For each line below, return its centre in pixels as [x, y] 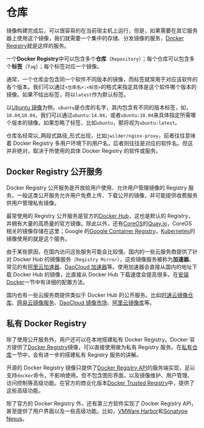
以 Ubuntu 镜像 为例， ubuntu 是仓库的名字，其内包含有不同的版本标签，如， [99, 107]
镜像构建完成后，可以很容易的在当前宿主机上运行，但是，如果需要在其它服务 [102, 30]
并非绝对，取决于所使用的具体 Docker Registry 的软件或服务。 [84, 150]
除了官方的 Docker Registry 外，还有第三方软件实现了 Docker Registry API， [102, 403]
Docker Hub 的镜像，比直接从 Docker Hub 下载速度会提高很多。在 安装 [101, 274]
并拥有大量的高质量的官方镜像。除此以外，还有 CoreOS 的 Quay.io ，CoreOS [99, 223]
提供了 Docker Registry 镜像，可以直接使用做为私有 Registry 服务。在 [97, 347]
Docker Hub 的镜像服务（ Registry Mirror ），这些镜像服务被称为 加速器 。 [104, 259]
